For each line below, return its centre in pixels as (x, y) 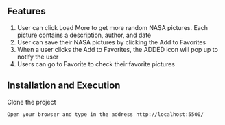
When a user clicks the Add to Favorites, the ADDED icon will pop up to (117, 49)
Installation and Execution (64, 86)
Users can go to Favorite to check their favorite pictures (96, 64)
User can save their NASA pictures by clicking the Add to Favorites (111, 42)
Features (26, 11)
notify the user (38, 57)
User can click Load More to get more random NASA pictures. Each (112, 27)
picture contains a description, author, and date (84, 35)
